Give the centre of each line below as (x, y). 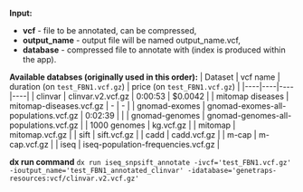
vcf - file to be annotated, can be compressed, (109, 30)
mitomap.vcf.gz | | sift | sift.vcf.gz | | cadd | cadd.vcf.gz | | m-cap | (133, 134)
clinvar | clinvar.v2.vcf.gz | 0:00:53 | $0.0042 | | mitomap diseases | (162, 96)
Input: (21, 13)
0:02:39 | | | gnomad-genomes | (145, 115)
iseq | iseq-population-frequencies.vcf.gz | (140, 144)
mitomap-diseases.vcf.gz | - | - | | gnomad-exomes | (107, 106)
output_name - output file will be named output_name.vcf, (132, 40)
